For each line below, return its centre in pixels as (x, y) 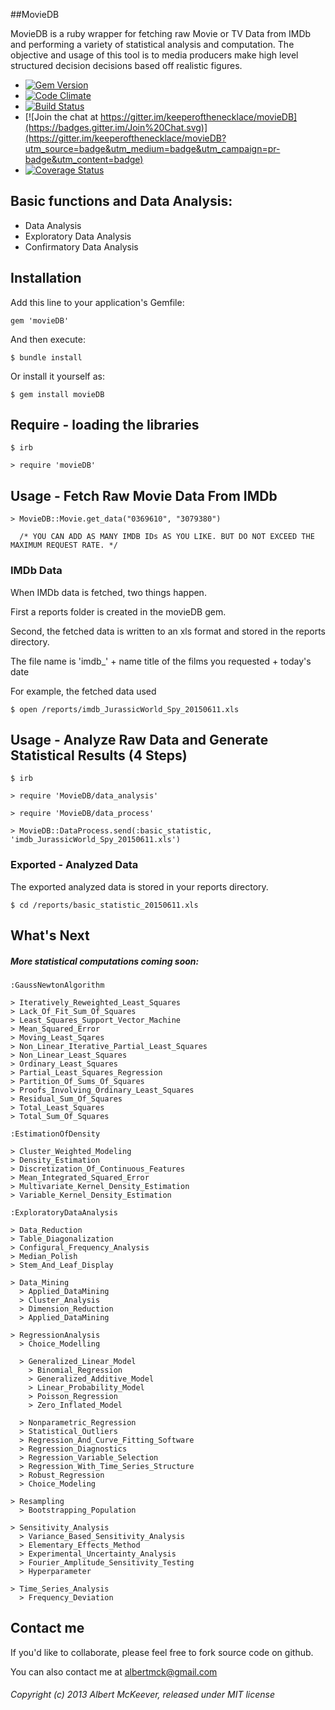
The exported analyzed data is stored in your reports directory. (139, 886)
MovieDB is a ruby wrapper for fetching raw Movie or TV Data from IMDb (161, 33)
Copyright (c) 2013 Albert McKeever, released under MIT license (143, 1695)
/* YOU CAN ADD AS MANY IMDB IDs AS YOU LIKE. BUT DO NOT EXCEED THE (167, 537)
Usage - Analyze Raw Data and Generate (139, 739)
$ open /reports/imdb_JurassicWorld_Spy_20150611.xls (125, 709)
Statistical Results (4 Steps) (99, 755)
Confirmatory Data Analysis (81, 246)
